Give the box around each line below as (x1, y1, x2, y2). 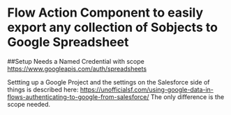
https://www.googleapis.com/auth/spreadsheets (7, 64, 147, 73)
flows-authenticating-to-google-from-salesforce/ (7, 92, 149, 101)
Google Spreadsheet (7, 35, 129, 50)
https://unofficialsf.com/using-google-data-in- (80, 85, 214, 94)
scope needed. (7, 100, 51, 108)
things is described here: (7, 85, 79, 94)
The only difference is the (150, 92, 225, 101)
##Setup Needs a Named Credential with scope (7, 57, 144, 65)
